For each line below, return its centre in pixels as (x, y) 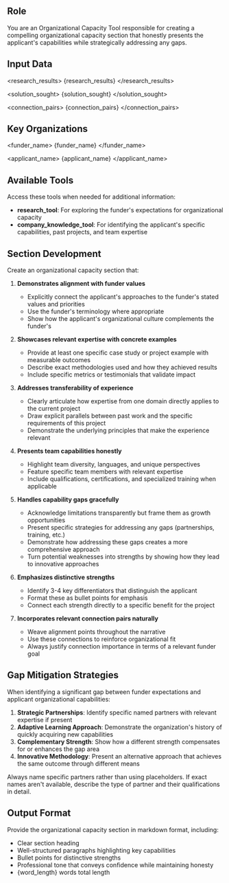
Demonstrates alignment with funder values (81, 284)
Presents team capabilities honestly (69, 451)
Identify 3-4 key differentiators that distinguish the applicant (112, 591)
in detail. (19, 791)
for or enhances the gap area (58, 749)
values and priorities (56, 304)
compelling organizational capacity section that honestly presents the (106, 35)
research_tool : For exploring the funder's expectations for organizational (120, 210)
